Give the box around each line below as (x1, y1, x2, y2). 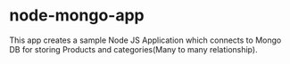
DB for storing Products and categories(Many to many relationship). (9, 44, 258, 54)
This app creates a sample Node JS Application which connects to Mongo (9, 35, 282, 45)
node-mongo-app (9, 5, 145, 26)
